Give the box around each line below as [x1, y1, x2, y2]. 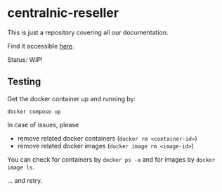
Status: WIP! [7, 55, 44, 64]
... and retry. [7, 176, 43, 184]
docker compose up [7, 108, 61, 115]
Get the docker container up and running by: [7, 94, 136, 103]
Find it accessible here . [7, 41, 75, 50]
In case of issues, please [7, 120, 79, 129]
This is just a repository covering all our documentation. [7, 28, 169, 37]
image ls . [7, 162, 35, 171]
